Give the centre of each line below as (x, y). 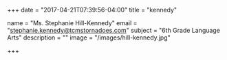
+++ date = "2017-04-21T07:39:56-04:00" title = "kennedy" (92, 10)
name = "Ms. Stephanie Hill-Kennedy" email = (72, 23)
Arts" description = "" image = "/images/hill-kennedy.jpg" (89, 37)
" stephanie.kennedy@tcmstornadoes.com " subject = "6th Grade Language (113, 30)
